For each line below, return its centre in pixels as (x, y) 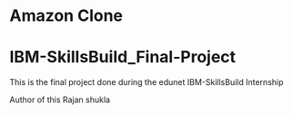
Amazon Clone (66, 16)
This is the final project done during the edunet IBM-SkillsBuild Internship (146, 82)
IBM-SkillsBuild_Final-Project (123, 57)
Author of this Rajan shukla (60, 100)
